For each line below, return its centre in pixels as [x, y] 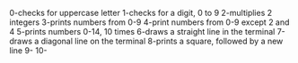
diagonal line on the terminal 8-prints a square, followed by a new [162, 41]
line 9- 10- [28, 51]
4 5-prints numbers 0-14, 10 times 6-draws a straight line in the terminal [142, 31]
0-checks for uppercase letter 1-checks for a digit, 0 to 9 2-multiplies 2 [141, 13]
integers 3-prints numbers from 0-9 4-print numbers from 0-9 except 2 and [149, 22]
